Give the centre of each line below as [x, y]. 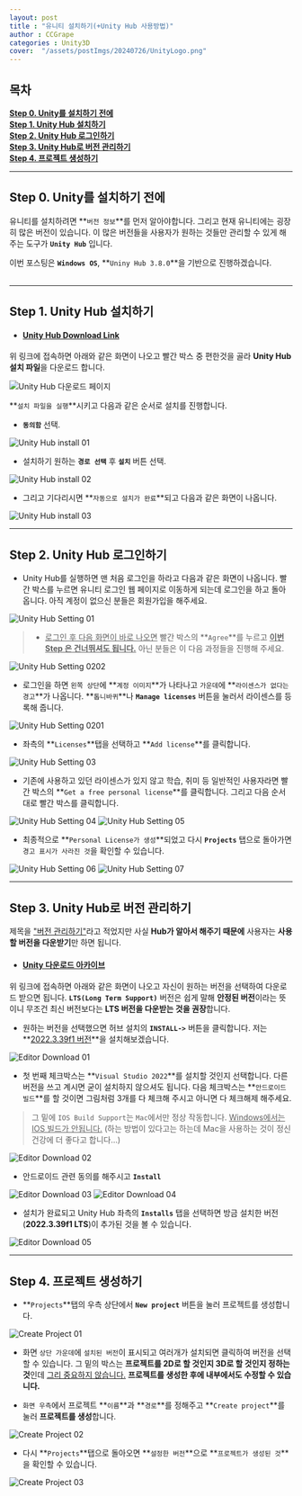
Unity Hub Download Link [71, 335]
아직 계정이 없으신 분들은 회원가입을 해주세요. [128, 601]
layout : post [34, 18]
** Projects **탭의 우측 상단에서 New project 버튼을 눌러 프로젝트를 [140, 1304]
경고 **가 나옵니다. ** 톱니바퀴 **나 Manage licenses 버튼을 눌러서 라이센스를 [152, 696]
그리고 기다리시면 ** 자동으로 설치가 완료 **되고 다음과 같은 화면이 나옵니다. [149, 498]
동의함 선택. [41, 425]
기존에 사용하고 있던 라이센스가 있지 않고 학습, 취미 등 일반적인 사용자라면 [151, 781]
